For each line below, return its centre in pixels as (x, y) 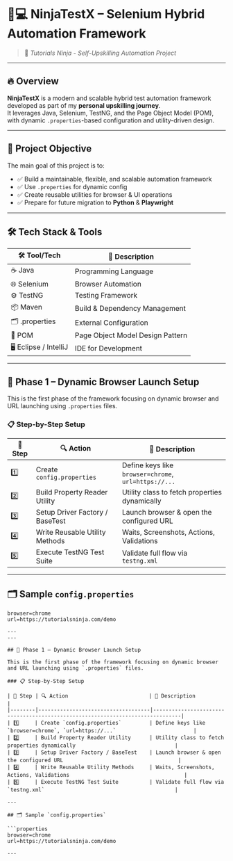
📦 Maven (27, 307)
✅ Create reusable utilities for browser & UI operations (95, 194)
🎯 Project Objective (50, 148)
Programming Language (114, 271)
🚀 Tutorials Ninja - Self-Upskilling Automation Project (100, 53)
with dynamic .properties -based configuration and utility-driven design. (111, 120)
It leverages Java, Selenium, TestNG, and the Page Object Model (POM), (110, 113)
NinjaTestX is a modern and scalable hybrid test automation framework (109, 98)
